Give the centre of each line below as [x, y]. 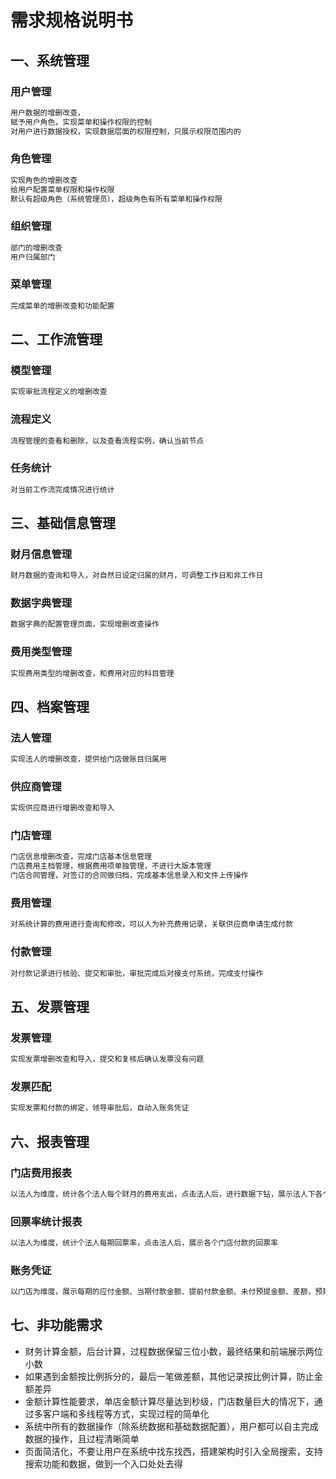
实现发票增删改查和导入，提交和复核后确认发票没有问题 [107, 1059]
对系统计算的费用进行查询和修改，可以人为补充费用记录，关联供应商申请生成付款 [151, 924]
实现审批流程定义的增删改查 [59, 392]
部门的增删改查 [36, 247]
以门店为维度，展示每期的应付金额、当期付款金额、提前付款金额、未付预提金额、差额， [163, 1292]
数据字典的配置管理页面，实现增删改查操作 [85, 624]
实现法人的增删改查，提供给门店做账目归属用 [88, 759]
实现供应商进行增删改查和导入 [62, 808]
